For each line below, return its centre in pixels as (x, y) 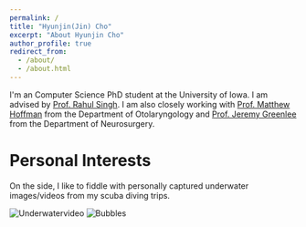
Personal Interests (80, 161)
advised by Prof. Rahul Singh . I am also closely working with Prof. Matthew (150, 104)
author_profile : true (51, 43)
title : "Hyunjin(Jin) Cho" (61, 26)
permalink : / (34, 18)
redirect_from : (38, 52)
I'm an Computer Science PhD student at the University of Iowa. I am (139, 94)
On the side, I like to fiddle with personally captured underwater (129, 186)
